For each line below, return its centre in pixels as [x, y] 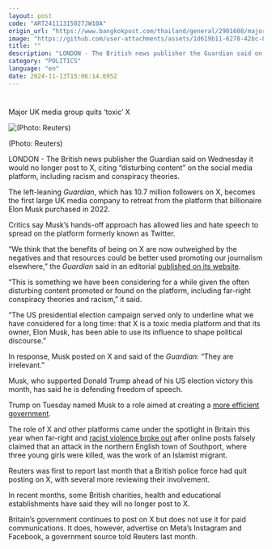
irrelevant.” [27, 364]
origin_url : [28, 31]
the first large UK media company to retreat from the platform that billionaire [135, 200]
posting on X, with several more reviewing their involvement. [109, 479]
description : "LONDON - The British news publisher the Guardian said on [136, 53]
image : [19, 38]
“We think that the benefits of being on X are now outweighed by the [123, 249]
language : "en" [34, 69]
